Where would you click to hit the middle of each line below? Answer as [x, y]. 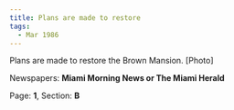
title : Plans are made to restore [75, 18]
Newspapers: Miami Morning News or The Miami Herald [117, 78]
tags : [20, 26]
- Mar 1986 [38, 35]
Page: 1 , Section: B [45, 95]
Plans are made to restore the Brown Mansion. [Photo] [112, 61]
